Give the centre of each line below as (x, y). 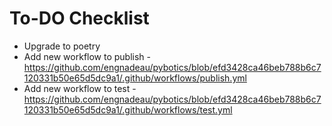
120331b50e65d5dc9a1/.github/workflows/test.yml (128, 109)
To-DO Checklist (79, 18)
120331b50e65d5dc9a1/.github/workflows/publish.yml (135, 78)
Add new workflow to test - (80, 88)
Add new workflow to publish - (87, 56)
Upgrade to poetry (62, 46)
